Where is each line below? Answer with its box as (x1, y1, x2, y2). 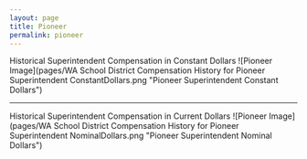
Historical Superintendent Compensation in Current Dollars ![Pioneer (9, 111, 268, 122)
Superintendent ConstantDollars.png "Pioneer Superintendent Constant (9, 75, 279, 86)
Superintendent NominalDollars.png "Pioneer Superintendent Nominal (9, 130, 272, 142)
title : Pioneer (9, 22, 68, 31)
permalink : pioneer (9, 30, 84, 39)
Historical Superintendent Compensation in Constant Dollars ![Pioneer (9, 56, 272, 67)
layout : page (9, 13, 59, 23)
